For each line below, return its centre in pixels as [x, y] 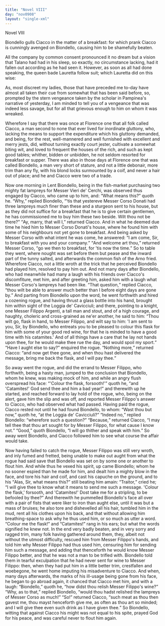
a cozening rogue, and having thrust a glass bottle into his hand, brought [79, 301]
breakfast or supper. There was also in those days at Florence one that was [82, 160]
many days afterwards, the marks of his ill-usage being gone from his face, [81, 576]
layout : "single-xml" [27, 19]
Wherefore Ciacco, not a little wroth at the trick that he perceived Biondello [81, 264]
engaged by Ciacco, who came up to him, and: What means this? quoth [80, 196]
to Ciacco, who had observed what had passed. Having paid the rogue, [77, 404]
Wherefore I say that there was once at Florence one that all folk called [77, 123]
